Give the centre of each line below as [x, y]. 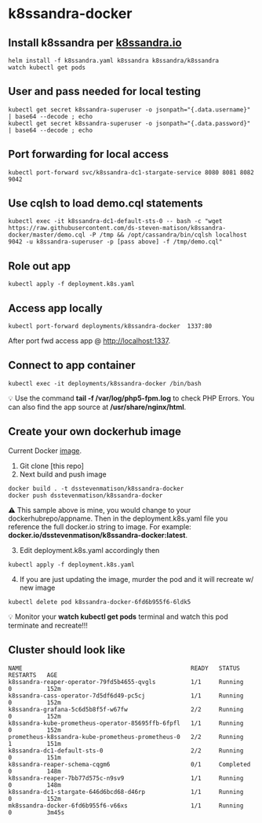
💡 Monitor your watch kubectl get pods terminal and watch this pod [118, 616]
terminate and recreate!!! [48, 625]
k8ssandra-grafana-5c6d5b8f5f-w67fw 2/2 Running [126, 709]
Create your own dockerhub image [95, 432]
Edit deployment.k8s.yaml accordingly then [89, 550]
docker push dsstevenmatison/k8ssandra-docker [86, 496]
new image [37, 587]
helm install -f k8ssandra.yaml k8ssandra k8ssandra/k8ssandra [114, 60]
